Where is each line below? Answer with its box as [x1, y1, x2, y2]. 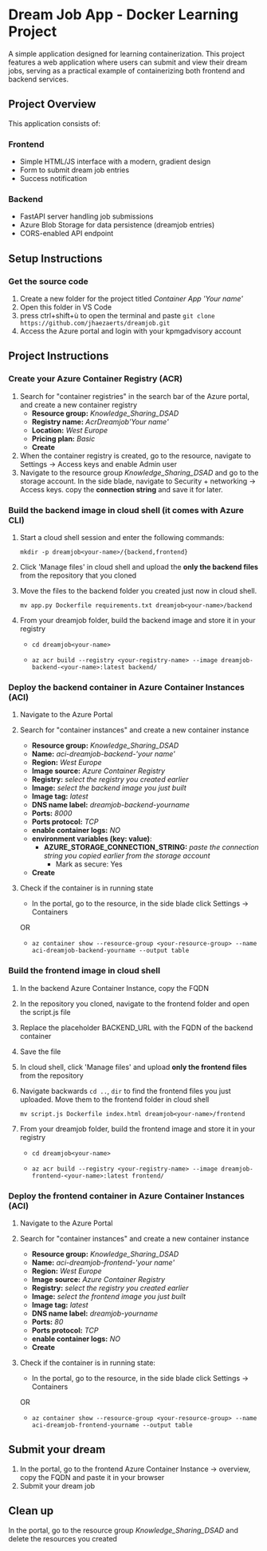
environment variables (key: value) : [31, 834, 152, 843]
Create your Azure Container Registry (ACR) [8, 373, 183, 385]
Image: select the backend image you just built [31, 783, 187, 793]
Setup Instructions [8, 251, 103, 265]
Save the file [19, 1047, 61, 1056]
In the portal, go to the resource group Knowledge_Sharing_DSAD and [8, 1525, 239, 1535]
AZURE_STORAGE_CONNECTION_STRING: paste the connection [43, 843, 259, 852]
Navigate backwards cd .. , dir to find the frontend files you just [19, 1086, 231, 1095]
